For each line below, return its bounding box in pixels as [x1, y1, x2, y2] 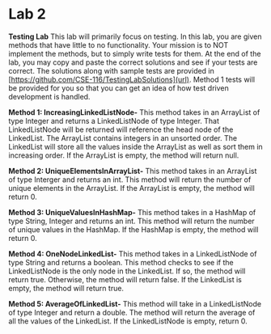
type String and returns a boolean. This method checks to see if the [8, 257, 234, 267]
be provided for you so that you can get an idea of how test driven [8, 82, 229, 93]
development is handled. [8, 91, 91, 101]
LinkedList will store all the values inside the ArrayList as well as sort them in [8, 142, 263, 151]
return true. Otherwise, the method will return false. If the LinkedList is [8, 274, 243, 284]
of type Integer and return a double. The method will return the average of [8, 307, 256, 317]
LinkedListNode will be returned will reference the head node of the [8, 125, 234, 134]
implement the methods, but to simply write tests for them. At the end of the [8, 49, 261, 58]
